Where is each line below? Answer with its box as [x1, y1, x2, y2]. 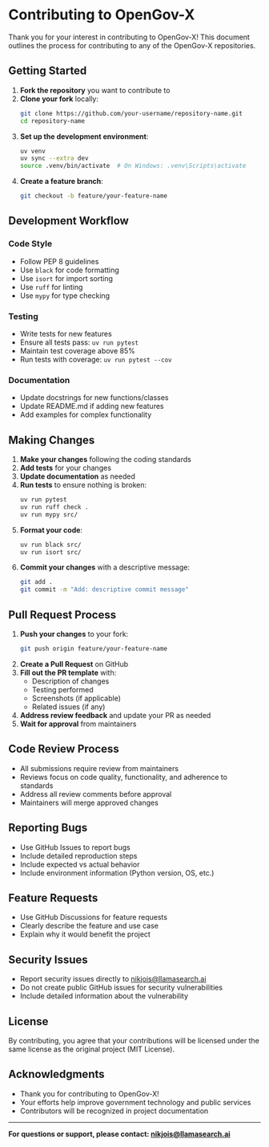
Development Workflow [8, 214, 130, 228]
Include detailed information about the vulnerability [19, 991, 189, 1001]
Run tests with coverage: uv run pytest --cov [19, 354, 172, 364]
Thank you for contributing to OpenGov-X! [19, 1088, 160, 1098]
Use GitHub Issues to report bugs [19, 842, 130, 852]
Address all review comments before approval [19, 789, 172, 798]
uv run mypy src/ [19, 510, 78, 519]
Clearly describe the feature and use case [19, 921, 159, 931]
